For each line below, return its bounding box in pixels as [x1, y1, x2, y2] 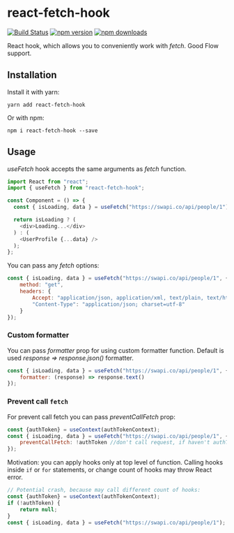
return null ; [19, 506, 58, 513]
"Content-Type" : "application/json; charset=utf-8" [32, 300, 186, 308]
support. [7, 49, 32, 57]
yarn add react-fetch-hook [7, 101, 86, 108]
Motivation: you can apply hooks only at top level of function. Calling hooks [7, 458, 224, 467]
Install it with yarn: [7, 87, 60, 96]
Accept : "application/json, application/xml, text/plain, [32, 294, 204, 301]
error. [7, 473, 23, 481]
